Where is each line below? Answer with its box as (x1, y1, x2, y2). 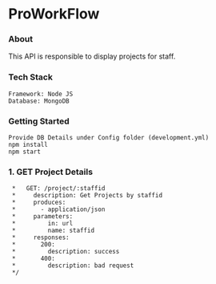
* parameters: (11, 213, 74, 221)
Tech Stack (8, 71, 54, 83)
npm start (8, 148, 42, 156)
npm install (8, 141, 48, 149)
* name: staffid (11, 226, 94, 235)
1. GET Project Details (8, 166, 94, 177)
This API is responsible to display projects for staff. (8, 51, 176, 61)
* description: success (11, 248, 120, 256)
